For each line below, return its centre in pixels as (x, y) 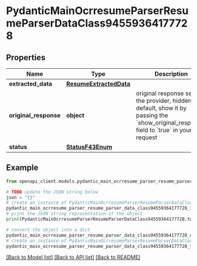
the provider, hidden (164, 101)
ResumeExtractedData (98, 84)
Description (171, 74)
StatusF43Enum (89, 147)
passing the (152, 115)
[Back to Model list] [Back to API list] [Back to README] (73, 257)
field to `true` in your (164, 130)
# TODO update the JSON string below (52, 192)
